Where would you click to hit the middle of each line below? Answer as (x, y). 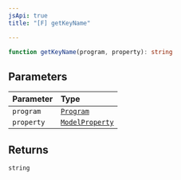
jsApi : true (28, 16)
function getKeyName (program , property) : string (90, 52)
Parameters (38, 76)
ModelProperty (87, 123)
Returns (29, 149)
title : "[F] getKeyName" (49, 23)
